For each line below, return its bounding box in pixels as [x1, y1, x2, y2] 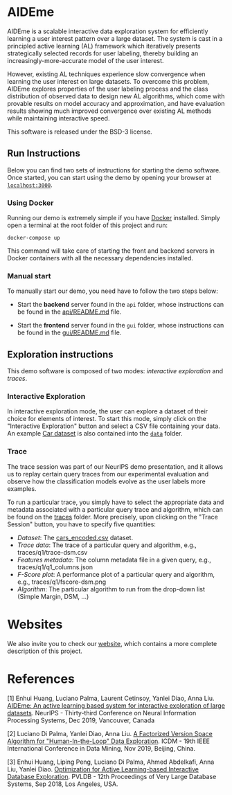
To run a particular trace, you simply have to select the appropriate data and [7, 498, 224, 506]
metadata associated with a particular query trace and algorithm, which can [7, 505, 223, 513]
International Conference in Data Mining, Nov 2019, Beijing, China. [7, 744, 196, 752]
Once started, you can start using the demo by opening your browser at [7, 173, 212, 181]
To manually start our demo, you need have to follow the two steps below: [7, 287, 218, 295]
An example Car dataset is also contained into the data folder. [7, 429, 183, 438]
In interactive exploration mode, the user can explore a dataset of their [7, 407, 208, 416]
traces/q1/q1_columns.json [17, 562, 93, 571]
